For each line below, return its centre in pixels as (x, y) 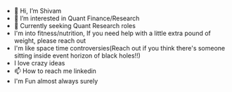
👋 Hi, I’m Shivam (38, 11)
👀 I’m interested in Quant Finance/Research (77, 18)
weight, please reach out (50, 41)
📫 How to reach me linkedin (55, 71)
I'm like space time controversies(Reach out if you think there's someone (120, 48)
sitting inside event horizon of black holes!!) (77, 55)
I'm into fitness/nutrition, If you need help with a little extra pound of (112, 33)
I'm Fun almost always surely (56, 81)
